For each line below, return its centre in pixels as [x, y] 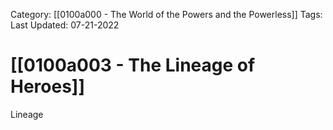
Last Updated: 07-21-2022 [65, 25]
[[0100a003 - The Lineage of [133, 65]
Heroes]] [47, 86]
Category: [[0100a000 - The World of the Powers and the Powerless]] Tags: [166, 14]
